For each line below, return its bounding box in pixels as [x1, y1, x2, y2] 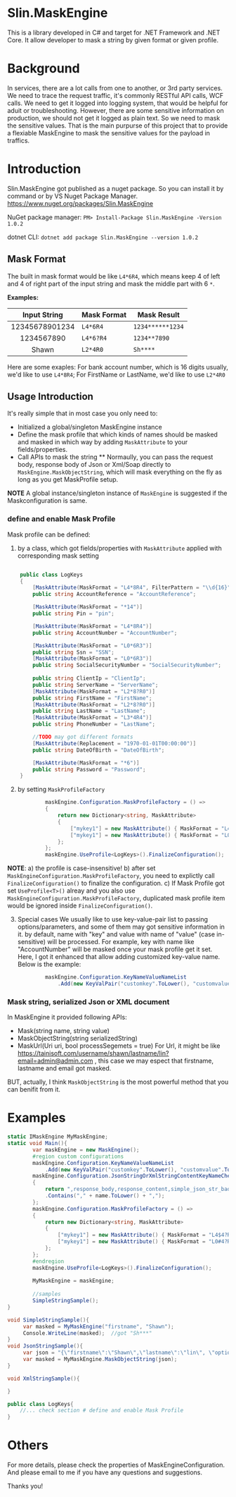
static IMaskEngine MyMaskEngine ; [7, 1133, 109, 1140]
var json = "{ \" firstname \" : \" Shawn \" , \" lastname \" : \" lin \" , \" [22, 1349, 216, 1357]
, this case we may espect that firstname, [94, 1056, 214, 1065]
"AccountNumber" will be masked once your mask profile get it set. [17, 945, 213, 953]
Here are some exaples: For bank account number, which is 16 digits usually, [7, 362, 228, 371]
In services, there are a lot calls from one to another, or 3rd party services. [7, 83, 223, 92]
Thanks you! [7, 1482, 44, 1491]
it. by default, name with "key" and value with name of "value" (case [17, 930, 216, 939]
